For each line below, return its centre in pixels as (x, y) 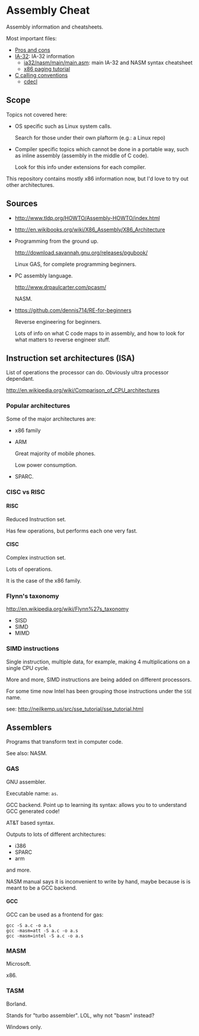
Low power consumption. (46, 465)
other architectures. (30, 184)
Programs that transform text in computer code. (64, 742)
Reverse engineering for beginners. (58, 321)
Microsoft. (19, 964)
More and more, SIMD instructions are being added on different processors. (99, 680)
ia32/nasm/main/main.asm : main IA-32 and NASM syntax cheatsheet (108, 62)
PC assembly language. (44, 276)
